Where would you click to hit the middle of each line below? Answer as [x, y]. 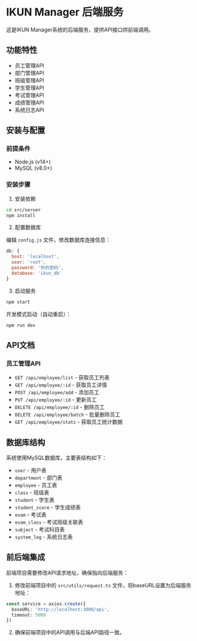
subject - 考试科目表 [40, 529]
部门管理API [29, 73]
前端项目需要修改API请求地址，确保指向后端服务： [67, 572]
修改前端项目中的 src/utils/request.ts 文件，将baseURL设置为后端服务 [103, 585]
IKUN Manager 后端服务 [65, 12]
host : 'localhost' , [35, 257]
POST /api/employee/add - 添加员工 [57, 392]
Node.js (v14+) [33, 162]
